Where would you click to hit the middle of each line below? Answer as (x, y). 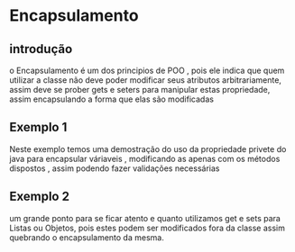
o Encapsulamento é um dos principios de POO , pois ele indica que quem (147, 70)
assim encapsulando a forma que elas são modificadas (112, 99)
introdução (41, 49)
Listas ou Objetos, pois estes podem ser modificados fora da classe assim (147, 228)
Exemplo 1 (38, 127)
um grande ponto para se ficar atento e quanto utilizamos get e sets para (145, 218)
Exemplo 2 (40, 197)
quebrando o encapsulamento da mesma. (87, 237)
